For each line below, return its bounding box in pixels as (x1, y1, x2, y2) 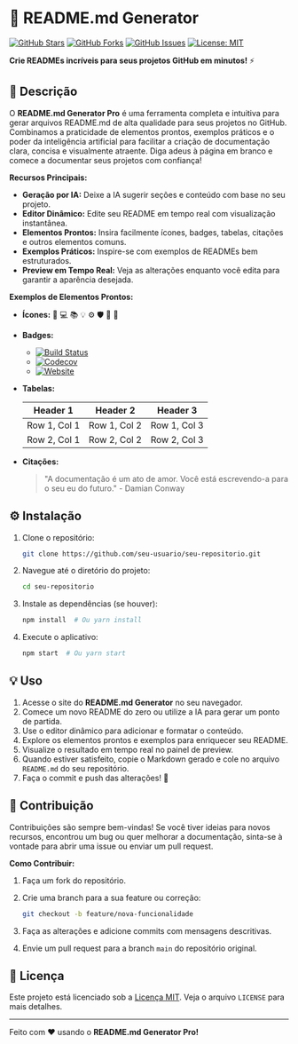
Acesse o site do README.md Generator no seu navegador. (21, 697, 244, 708)
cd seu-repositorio (21, 582, 95, 591)
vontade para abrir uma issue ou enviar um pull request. (9, 841, 214, 851)
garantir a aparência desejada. (21, 274, 134, 285)
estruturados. (21, 255, 72, 265)
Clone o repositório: (21, 532, 95, 542)
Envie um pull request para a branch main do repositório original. (21, 943, 257, 953)
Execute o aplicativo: (21, 632, 99, 643)
